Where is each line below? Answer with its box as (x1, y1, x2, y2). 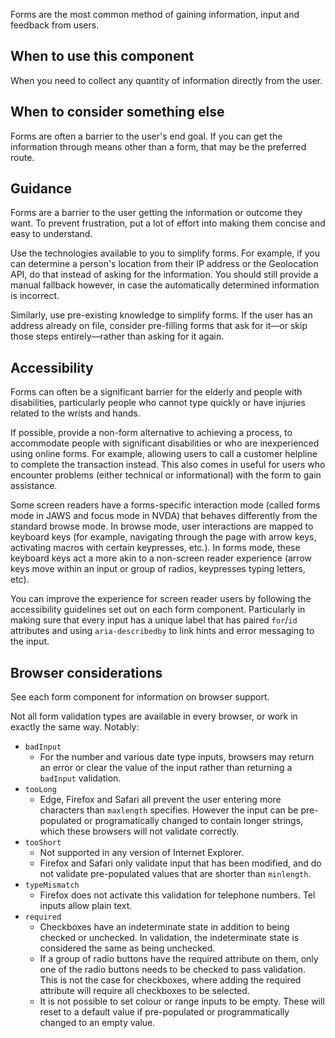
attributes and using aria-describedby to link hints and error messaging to (10, 625, 315, 637)
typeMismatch (24, 880, 80, 891)
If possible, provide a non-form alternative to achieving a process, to (10, 427, 293, 439)
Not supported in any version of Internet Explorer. (39, 847, 245, 859)
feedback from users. (10, 19, 100, 31)
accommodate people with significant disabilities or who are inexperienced (10, 437, 320, 449)
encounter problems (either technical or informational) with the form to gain (10, 469, 322, 481)
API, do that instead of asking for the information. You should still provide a (10, 269, 319, 281)
